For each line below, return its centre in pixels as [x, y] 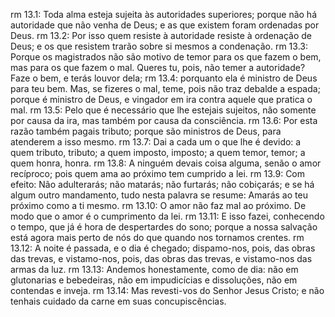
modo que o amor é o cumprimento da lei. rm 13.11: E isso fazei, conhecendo [167, 216]
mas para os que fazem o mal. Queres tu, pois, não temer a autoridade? [158, 67]
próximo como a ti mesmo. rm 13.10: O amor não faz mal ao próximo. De [158, 205]
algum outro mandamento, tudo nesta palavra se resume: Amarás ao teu [159, 195]
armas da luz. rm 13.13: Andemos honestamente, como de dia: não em [154, 269]
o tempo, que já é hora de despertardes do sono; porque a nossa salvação [164, 227]
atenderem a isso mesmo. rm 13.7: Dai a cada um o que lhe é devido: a [156, 142]
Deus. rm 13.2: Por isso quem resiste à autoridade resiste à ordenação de [161, 35]
